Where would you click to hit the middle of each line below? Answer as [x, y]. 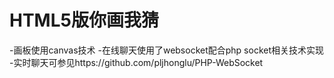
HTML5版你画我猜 [84, 20]
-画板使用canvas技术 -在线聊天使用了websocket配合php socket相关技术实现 [167, 50]
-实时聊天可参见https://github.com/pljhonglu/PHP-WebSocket [136, 62]
